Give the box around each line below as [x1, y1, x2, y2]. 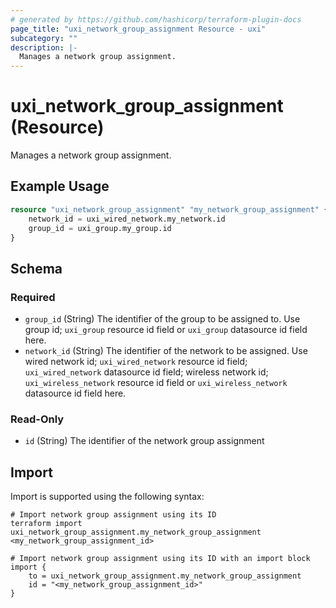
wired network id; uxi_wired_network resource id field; [24, 356, 248, 368]
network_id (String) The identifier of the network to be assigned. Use [24, 345, 308, 357]
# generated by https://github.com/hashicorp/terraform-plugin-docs [10, 14, 302, 25]
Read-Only [10, 412, 65, 426]
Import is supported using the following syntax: [10, 491, 205, 503]
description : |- [10, 42, 78, 53]
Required [10, 290, 56, 304]
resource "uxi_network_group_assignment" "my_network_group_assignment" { [10, 204, 329, 215]
